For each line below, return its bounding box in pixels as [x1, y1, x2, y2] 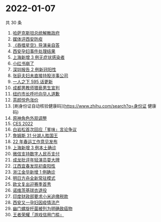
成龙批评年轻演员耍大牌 [12, 157, 60, 163]
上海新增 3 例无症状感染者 [12, 54, 65, 60]
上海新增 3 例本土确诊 [12, 145, 56, 150]
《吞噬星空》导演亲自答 [12, 42, 60, 48]
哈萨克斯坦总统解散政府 [12, 30, 60, 36]
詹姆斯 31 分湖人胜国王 [12, 132, 58, 138]
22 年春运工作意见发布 [12, 138, 58, 144]
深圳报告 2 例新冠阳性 [12, 66, 56, 72]
